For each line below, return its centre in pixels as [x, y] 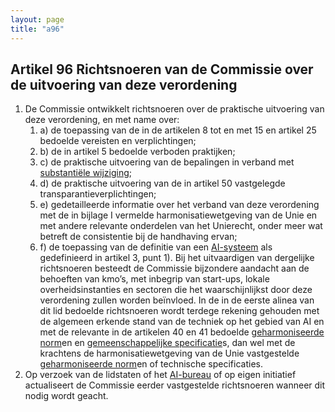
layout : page [37, 19]
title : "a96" [37, 29]
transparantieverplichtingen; [98, 194]
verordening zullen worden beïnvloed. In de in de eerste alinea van [177, 300]
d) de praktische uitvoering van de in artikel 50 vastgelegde [162, 183]
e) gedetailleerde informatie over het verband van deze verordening [179, 205]
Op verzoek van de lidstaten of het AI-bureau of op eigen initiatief [160, 375]
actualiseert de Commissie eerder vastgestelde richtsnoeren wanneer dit [175, 385]
